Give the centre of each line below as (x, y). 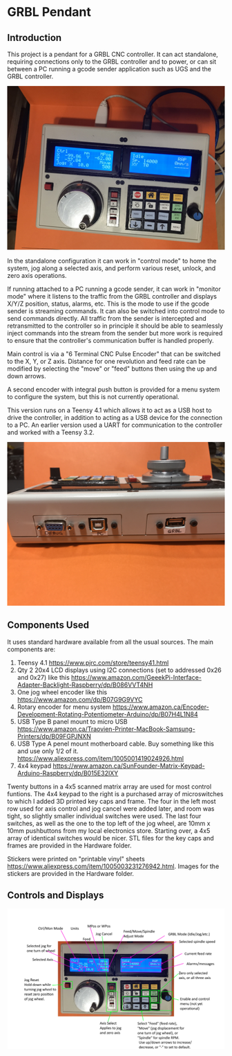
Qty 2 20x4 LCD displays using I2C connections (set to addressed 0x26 (119, 670)
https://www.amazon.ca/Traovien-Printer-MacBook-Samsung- (106, 729)
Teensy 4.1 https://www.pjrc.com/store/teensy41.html (93, 662)
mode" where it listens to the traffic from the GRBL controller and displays (112, 296)
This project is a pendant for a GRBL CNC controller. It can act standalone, (113, 54)
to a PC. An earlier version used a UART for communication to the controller (115, 425)
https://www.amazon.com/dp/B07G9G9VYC (80, 699)
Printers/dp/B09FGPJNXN (54, 736)
